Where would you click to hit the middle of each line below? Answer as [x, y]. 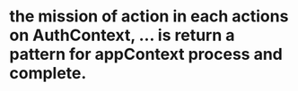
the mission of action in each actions [149, 17]
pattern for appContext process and [146, 54]
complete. [48, 74]
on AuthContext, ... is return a [122, 35]
